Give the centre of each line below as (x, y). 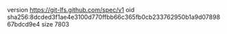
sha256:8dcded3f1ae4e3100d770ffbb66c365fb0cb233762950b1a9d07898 (114, 17)
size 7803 (56, 24)
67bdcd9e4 (24, 24)
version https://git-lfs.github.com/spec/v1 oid (71, 10)
